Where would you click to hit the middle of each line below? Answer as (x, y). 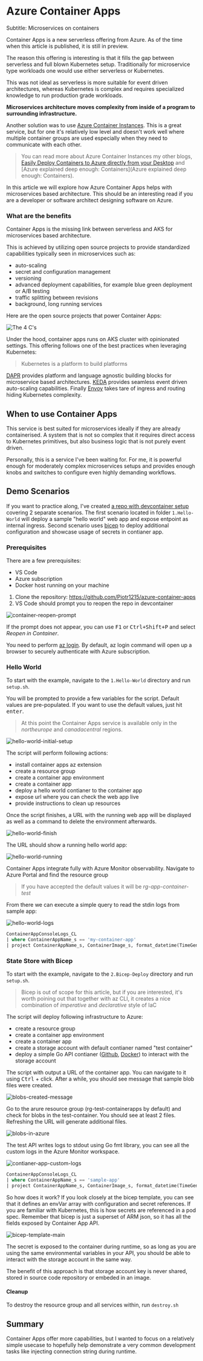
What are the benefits (39, 216)
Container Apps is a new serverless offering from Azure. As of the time (95, 39)
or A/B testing (32, 291)
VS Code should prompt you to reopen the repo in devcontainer (94, 603)
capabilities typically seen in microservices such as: (71, 254)
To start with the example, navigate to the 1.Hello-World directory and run (98, 680)
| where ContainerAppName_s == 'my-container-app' (71, 940)
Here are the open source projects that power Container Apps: (84, 316)
